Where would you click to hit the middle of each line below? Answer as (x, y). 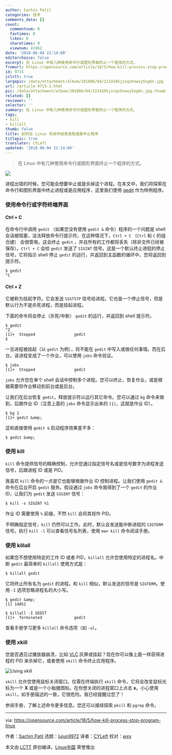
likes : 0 (19, 39)
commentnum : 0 (25, 29)
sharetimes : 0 (25, 44)
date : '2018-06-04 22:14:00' (36, 53)
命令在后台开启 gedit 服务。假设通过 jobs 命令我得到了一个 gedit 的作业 (81, 487)
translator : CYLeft (26, 143)
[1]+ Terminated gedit (46, 617)
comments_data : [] (25, 19)
